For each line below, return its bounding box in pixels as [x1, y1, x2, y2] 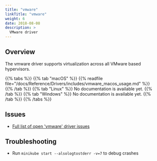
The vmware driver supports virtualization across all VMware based [5, 60, 141, 66]
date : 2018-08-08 [5, 20, 40, 26]
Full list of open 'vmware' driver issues [12, 123, 90, 129]
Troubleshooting [5, 138, 57, 146]
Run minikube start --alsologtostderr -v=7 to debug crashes [12, 150, 139, 156]
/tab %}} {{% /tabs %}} [5, 96, 52, 102]
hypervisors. [5, 66, 30, 72]
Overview [5, 48, 36, 56]
